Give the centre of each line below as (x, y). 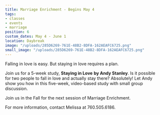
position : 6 (17, 32)
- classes (15, 18)
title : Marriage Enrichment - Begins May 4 (50, 9)
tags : (10, 14)
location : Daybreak (25, 41)
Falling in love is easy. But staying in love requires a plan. (62, 64)
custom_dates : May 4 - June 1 (36, 37)
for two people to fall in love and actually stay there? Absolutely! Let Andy (79, 78)
